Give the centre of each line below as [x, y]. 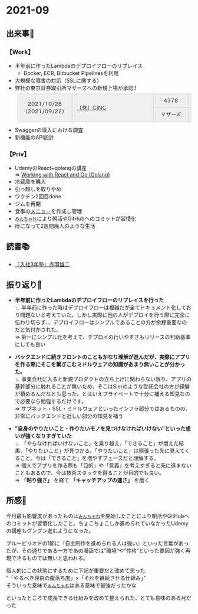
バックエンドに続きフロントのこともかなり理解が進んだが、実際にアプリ [102, 357]
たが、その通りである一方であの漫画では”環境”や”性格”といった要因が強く [96, 550]
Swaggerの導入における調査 [49, 130]
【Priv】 [18, 154]
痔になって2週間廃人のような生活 [55, 226]
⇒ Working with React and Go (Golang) [62, 175]
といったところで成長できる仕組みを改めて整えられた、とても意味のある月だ [99, 597]
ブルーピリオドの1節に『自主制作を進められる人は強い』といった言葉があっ [98, 543]
